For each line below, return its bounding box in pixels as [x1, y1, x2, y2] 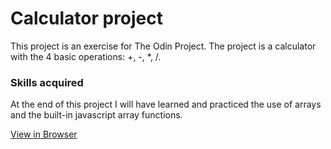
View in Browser [10, 128, 78, 141]
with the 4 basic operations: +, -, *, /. [10, 50, 162, 62]
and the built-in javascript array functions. [10, 109, 183, 121]
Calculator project [10, 7, 164, 30]
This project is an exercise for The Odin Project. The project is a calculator [10, 40, 317, 52]
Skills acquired [10, 75, 84, 89]
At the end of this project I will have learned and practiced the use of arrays [10, 98, 322, 111]
